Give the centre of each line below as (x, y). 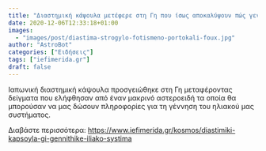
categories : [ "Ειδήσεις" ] (51, 52)
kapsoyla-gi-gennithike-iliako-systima (70, 138)
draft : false (30, 67)
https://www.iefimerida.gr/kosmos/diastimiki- (161, 130)
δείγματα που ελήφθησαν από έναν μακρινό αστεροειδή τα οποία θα (122, 98)
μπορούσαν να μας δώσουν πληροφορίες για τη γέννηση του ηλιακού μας (131, 106)
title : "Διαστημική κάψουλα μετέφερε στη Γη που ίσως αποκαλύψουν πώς (127, 15)
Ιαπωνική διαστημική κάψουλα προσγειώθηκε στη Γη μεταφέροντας (121, 89)
